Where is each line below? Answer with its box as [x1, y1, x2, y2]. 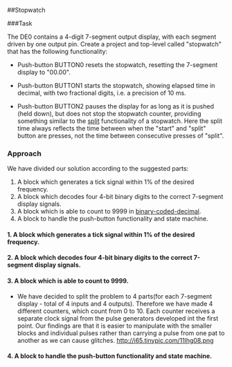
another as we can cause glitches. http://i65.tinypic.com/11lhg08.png [17, 336, 214, 344]
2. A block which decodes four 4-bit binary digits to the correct [7, 254, 193, 262]
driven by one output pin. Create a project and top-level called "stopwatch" [7, 40, 222, 48]
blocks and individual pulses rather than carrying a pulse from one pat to [17, 328, 225, 337]
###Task [7, 19, 33, 27]
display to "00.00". [17, 68, 71, 76]
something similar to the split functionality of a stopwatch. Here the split [17, 117, 223, 125]
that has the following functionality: [7, 48, 108, 55]
